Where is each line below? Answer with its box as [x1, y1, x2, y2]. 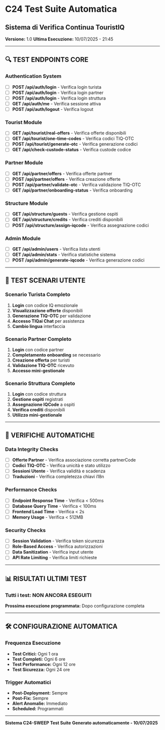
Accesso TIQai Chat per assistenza [12, 318, 84, 324]
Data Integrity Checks [5, 446, 58, 453]
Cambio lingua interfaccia [12, 323, 65, 329]
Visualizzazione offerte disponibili [12, 307, 83, 313]
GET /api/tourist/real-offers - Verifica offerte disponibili [12, 130, 126, 136]
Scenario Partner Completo [5, 335, 72, 342]
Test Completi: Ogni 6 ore [12, 656, 65, 662]
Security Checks [5, 527, 46, 533]
